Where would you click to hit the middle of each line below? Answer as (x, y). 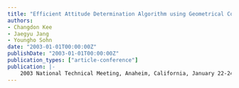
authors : (20, 21)
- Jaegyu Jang (28, 34)
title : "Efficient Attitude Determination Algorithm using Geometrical (116, 14)
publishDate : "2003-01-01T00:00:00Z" (63, 54)
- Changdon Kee (30, 27)
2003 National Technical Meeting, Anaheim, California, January (117, 73)
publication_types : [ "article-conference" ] (73, 60)
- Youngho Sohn (30, 40)
